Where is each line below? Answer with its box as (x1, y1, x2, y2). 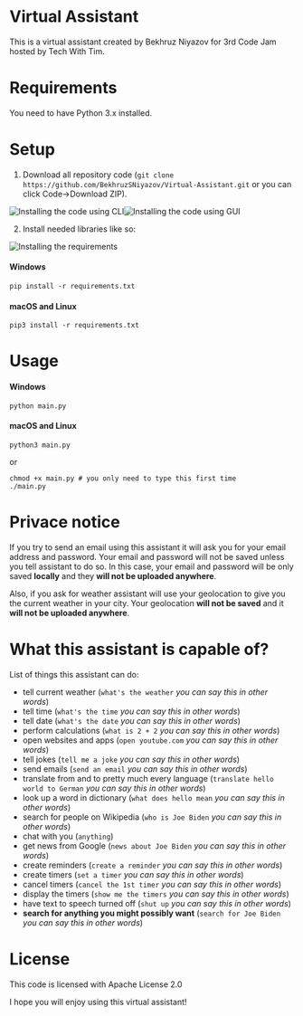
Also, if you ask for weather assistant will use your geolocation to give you (9, 588, 287, 599)
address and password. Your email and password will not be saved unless (9, 551, 285, 562)
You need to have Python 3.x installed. (9, 107, 153, 119)
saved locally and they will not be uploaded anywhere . (9, 570, 217, 581)
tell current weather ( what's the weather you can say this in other (22, 686, 269, 698)
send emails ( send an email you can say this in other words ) (22, 763, 248, 774)
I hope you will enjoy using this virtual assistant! (9, 996, 187, 1007)
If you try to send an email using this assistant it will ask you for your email (9, 541, 287, 553)
